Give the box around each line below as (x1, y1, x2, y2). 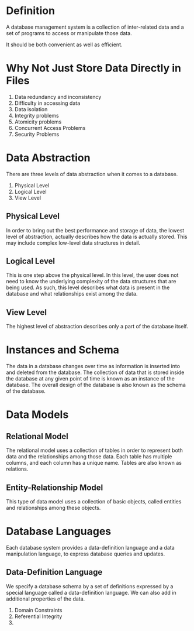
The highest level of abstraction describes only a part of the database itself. (6, 323, 188, 330)
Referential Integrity (14, 613, 63, 620)
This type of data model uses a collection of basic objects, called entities (6, 498, 182, 505)
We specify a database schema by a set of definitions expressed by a (6, 582, 174, 589)
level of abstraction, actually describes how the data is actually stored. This (6, 233, 188, 240)
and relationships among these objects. (6, 505, 101, 511)
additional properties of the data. (6, 595, 85, 602)
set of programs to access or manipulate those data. (6, 29, 133, 36)
